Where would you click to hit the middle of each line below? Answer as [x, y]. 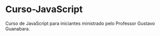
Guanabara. [18, 28]
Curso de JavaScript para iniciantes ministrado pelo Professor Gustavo [80, 23]
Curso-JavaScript [44, 9]
